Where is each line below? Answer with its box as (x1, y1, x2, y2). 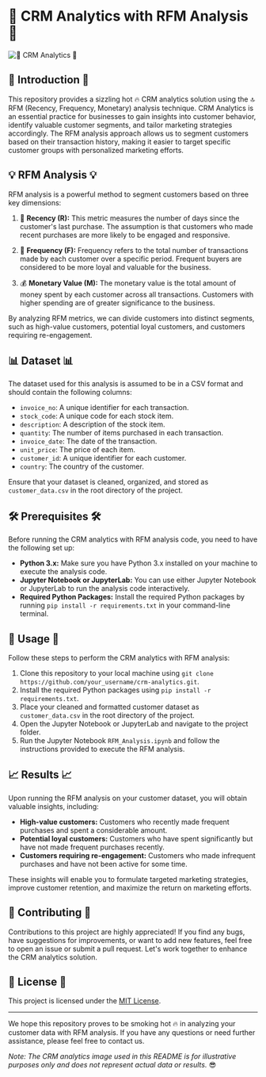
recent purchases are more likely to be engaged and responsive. (19, 230, 230, 240)
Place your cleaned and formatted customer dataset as (19, 702, 199, 711)
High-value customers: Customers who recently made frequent (19, 817, 230, 826)
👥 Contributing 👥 (8, 906, 92, 919)
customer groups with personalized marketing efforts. (8, 145, 184, 155)
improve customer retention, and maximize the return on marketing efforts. (8, 883, 252, 892)
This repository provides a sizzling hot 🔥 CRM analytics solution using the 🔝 (8, 94, 256, 104)
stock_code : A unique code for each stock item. (19, 412, 174, 421)
